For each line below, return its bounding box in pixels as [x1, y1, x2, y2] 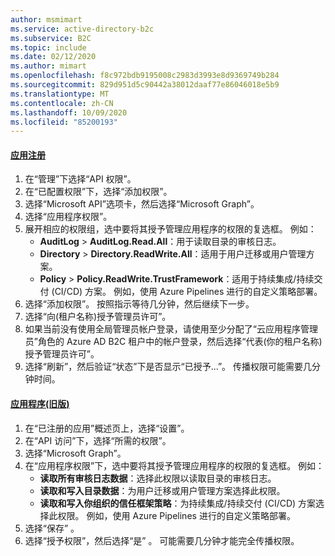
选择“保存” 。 [24, 522, 80, 534]
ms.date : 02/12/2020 [10, 52, 97, 62]
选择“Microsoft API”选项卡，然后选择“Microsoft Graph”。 [24, 198, 260, 210]
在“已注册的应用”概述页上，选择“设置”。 [24, 422, 190, 434]
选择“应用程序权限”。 [24, 211, 113, 223]
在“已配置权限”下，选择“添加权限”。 [24, 186, 173, 198]
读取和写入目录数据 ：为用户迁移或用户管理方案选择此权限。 [39, 484, 286, 496]
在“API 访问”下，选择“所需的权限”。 [24, 434, 172, 446]
